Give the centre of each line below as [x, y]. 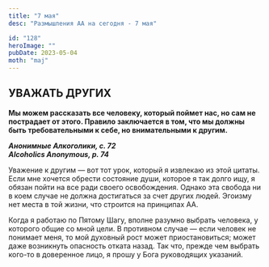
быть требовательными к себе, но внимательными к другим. [118, 129]
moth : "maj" [28, 61]
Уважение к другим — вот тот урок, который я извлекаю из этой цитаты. [134, 170]
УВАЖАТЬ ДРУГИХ [60, 93]
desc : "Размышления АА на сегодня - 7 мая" [83, 23]
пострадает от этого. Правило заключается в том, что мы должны [126, 121]
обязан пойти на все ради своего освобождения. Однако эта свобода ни [134, 187]
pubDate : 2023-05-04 [43, 53]
